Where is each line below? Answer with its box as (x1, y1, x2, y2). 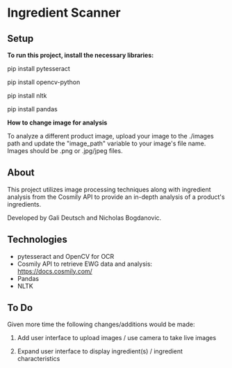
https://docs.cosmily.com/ (17, 266, 92, 275)
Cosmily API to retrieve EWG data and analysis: (17, 259, 153, 268)
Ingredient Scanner (7, 5, 121, 21)
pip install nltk (7, 92, 47, 99)
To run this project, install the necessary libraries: (7, 51, 154, 59)
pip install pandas (7, 105, 58, 113)
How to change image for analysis (7, 118, 108, 127)
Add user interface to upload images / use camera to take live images (17, 334, 217, 342)
